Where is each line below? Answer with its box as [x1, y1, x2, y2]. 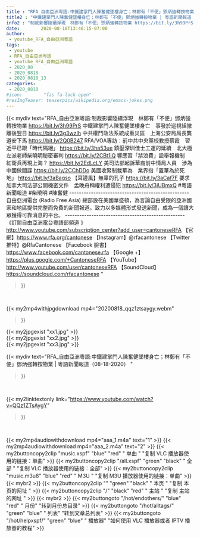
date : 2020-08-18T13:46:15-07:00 [6, 25, 108, 32]
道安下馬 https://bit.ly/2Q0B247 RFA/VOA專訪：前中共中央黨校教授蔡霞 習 [6, 136, 190, 144]
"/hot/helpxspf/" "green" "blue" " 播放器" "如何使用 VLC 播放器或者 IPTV [6, 517, 184, 524]
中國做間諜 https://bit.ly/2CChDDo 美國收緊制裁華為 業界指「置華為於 [6, 166, 180, 173]
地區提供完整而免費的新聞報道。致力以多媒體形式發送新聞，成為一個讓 [16, 204, 189, 211]
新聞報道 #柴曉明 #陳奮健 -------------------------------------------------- [6, 189, 189, 196]
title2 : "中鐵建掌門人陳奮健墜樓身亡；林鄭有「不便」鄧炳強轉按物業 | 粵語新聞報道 [6, 14, 192, 20]
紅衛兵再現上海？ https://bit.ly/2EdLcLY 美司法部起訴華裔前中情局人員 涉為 [6, 159, 192, 166]
